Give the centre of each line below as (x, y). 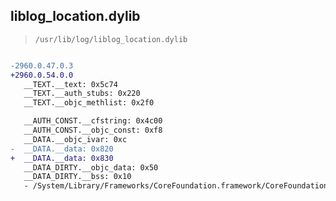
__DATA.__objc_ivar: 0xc (75, 139)
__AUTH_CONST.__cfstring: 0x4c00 (93, 121)
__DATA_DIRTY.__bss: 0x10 (77, 177)
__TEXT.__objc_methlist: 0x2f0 (89, 103)
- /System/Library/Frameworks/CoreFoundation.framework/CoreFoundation (176, 186)
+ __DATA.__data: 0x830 (62, 158)
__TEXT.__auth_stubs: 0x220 (82, 94)
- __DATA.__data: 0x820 (62, 149)
